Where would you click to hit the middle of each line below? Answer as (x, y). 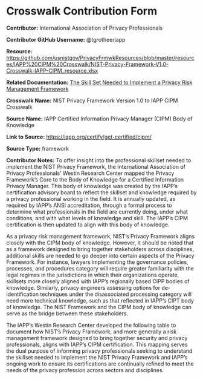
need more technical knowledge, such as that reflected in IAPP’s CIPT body (100, 300)
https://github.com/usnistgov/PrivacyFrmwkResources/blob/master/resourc (100, 57)
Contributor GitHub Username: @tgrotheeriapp (66, 39)
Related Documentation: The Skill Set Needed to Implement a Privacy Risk (99, 82)
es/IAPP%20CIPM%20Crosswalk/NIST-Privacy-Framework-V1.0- (88, 64)
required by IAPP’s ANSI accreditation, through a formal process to (89, 205)
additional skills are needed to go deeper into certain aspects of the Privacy (100, 255)
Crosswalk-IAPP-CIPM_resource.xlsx (52, 70)
